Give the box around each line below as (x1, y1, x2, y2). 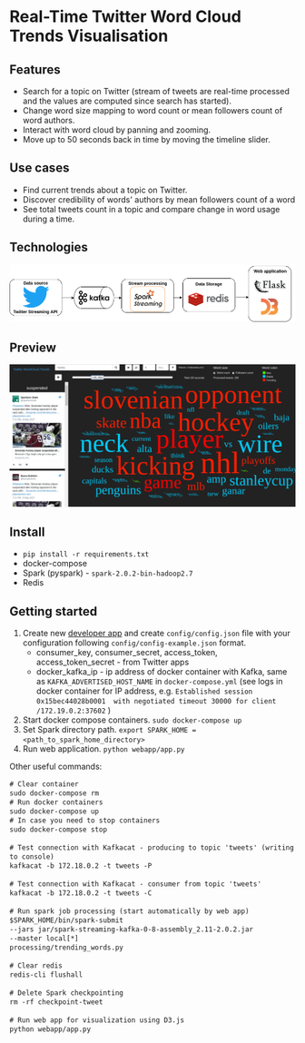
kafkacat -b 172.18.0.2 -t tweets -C (9, 889, 152, 898)
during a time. (22, 213, 75, 224)
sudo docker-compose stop (9, 825, 107, 834)
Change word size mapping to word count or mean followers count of (22, 105, 283, 115)
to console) (9, 852, 54, 861)
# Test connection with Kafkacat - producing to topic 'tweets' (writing (9, 843, 295, 852)
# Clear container (9, 780, 79, 789)
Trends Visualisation (9, 25, 169, 46)
